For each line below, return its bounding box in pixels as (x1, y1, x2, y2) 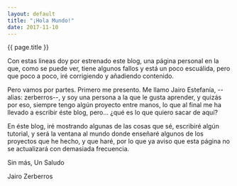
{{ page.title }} (7, 43, 50, 52)
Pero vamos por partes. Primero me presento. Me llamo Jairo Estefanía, (7, 86, 216, 94)
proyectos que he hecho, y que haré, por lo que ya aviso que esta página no (7, 137, 231, 146)
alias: (7, 93, 23, 102)
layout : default (7, 10, 55, 18)
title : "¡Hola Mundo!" (7, 17, 75, 24)
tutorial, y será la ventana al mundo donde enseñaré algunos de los (7, 129, 204, 138)
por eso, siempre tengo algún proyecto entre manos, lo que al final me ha (7, 101, 222, 109)
